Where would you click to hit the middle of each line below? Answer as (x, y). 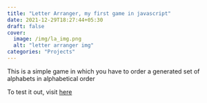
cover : (17, 33)
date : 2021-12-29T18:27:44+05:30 (55, 20)
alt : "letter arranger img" (54, 45)
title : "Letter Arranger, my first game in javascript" (89, 13)
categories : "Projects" (41, 52)
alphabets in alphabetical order (51, 78)
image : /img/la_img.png (47, 39)
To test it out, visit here (40, 92)
